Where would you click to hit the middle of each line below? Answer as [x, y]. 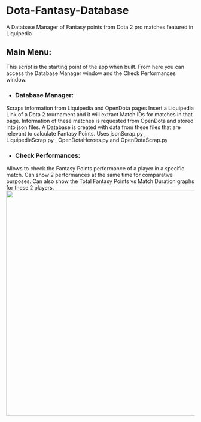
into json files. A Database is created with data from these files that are [94, 127]
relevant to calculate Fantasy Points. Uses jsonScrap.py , [76, 134]
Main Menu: [29, 53]
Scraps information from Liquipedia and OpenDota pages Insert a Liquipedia [100, 108]
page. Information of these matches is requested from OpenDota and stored [100, 121]
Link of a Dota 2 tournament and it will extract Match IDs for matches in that [99, 115]
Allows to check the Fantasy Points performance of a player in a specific [95, 169]
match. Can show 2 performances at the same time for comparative [90, 175]
